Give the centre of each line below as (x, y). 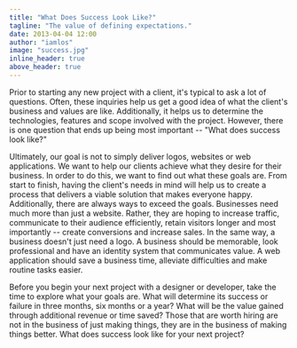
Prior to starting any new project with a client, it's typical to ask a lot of (138, 92)
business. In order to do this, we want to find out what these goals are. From (148, 175)
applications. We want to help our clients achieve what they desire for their (145, 166)
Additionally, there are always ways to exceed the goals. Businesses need (144, 203)
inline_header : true (47, 59)
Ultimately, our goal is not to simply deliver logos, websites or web (130, 156)
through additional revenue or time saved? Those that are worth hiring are (144, 315)
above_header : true (45, 67)
